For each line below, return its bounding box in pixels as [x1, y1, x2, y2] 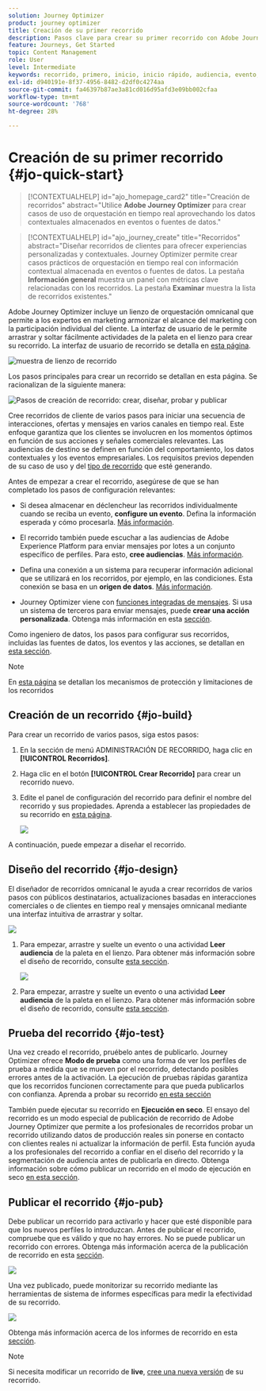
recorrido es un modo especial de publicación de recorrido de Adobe [8, 1113, 234, 1123]
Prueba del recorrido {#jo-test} [8, 1026, 165, 1040]
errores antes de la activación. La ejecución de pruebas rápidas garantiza [8, 1073, 248, 1082]
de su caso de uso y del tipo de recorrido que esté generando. [8, 461, 212, 471]
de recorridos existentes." [27, 291, 112, 301]
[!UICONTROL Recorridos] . [19, 753, 110, 763]
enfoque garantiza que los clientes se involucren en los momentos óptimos [8, 427, 253, 437]
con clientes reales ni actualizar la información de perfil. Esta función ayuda [8, 1139, 256, 1148]
